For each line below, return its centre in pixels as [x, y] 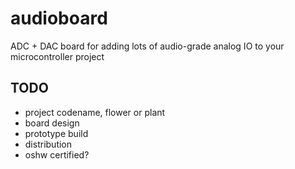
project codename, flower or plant [95, 112]
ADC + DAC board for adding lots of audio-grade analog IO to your [147, 46]
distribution [48, 144]
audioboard [59, 18]
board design [52, 123]
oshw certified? [57, 154]
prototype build [56, 133]
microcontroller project [57, 56]
